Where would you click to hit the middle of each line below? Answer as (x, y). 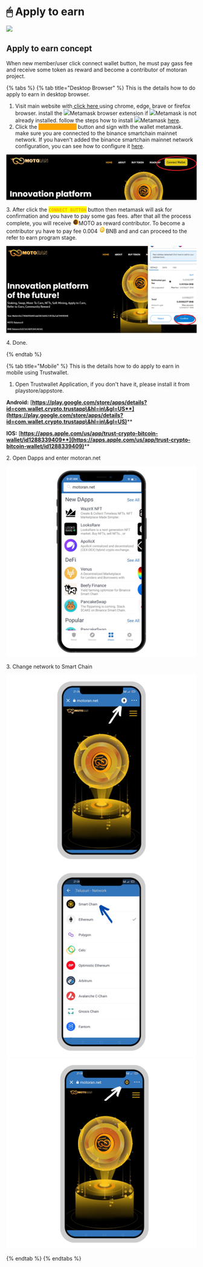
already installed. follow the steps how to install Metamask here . (98, 120)
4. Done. (17, 343)
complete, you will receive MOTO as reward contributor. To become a (96, 223)
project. (16, 76)
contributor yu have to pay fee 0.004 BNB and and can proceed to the (97, 231)
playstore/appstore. (40, 391)
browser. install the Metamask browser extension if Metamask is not (106, 113)
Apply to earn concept (49, 49)
